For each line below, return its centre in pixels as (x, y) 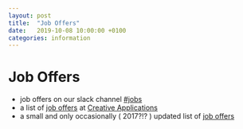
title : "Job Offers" (44, 23)
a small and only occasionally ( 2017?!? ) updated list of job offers (127, 116)
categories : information (49, 38)
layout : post (30, 16)
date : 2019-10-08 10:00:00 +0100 (67, 30)
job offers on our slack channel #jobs (81, 100)
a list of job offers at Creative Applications (88, 107)
